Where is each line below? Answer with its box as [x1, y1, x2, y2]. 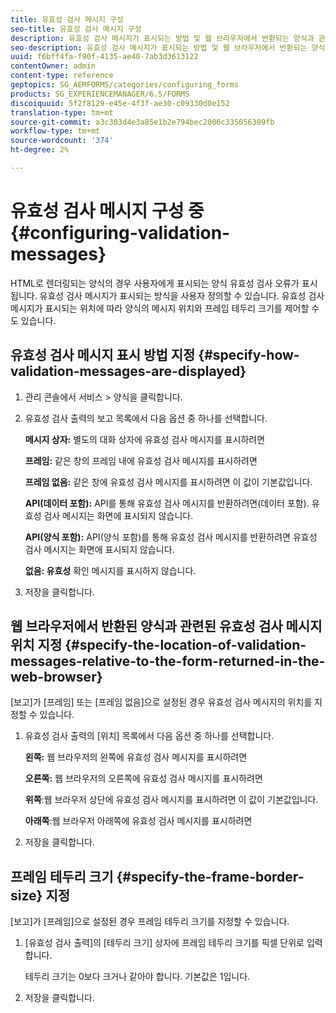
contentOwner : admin [10, 61, 97, 71]
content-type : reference [10, 71, 114, 81]
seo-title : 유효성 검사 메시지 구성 [10, 24, 142, 34]
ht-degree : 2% [10, 145, 70, 155]
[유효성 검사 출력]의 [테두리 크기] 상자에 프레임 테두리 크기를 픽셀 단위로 [24, 937, 305, 949]
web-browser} [10, 669, 103, 686]
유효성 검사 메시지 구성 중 [10, 200, 205, 223]
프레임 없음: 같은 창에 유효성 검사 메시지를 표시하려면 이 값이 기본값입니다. [24, 476, 313, 488]
